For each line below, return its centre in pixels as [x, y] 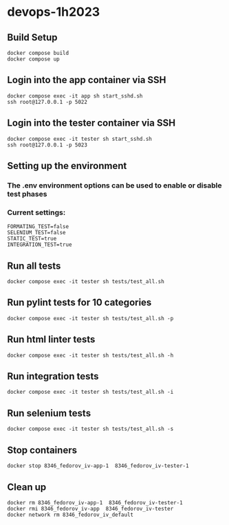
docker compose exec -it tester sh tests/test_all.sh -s [90, 429]
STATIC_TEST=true [32, 239]
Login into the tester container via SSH [91, 123]
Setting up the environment [67, 166]
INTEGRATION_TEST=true [40, 245]
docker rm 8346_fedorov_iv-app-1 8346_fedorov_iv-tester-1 [95, 502]
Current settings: [36, 212]
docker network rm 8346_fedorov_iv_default [70, 515]
